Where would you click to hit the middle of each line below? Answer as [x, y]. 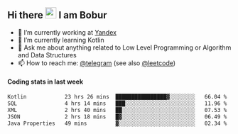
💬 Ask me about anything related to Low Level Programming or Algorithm [124, 48]
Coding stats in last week [45, 82]
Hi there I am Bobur [58, 15]
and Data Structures [47, 55]
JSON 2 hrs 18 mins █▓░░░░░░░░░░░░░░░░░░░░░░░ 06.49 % [117, 117]
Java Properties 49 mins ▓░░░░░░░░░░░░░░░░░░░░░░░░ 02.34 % [117, 123]
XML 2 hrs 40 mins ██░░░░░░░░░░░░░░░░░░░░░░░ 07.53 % [117, 110]
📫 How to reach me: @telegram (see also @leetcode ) [97, 63]
